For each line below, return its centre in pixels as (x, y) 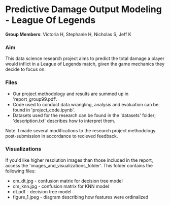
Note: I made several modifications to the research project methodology (80, 130)
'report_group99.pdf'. (35, 99)
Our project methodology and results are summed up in (71, 94)
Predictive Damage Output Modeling (84, 9)
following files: (21, 171)
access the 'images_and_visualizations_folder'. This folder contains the (79, 165)
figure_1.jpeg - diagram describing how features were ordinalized (80, 197)
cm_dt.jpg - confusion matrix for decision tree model (67, 181)
